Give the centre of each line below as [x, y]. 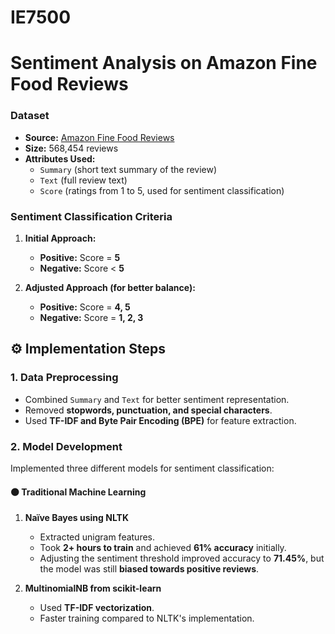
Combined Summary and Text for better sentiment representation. [157, 399]
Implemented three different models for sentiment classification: [142, 468]
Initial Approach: [60, 238]
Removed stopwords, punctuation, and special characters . [148, 410]
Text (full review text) [83, 180]
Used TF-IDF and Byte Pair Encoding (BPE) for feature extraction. [160, 420]
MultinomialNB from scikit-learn [93, 588]
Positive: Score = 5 [80, 257]
